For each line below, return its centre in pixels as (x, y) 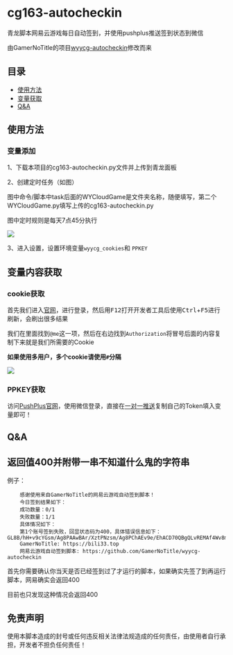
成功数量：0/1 (37, 509)
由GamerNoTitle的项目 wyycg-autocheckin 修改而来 (80, 47)
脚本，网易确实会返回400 (43, 579)
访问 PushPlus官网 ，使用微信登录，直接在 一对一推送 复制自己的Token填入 (111, 406)
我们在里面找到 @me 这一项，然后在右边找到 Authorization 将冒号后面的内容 (111, 334)
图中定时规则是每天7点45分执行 (52, 221)
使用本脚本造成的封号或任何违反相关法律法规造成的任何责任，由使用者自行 (113, 636)
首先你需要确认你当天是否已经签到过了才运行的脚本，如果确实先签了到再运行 (116, 571)
